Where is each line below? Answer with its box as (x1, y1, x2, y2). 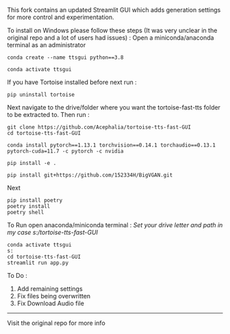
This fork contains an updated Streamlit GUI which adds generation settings (7, 6, 221, 14)
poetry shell (7, 209, 44, 216)
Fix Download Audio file (16, 299, 84, 307)
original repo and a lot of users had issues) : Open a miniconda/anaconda (7, 34, 214, 42)
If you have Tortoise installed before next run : (7, 78, 137, 86)
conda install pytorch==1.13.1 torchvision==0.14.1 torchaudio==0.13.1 (7, 142, 216, 149)
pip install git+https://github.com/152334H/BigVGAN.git (7, 172, 173, 179)
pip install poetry (7, 197, 63, 204)
